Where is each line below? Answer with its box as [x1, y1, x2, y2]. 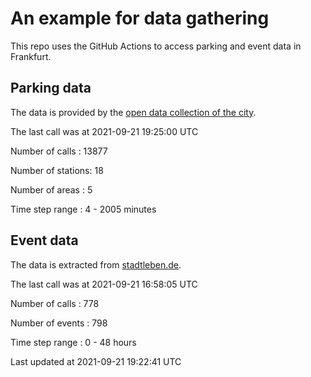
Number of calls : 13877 [10, 145, 108, 157]
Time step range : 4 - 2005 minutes [10, 203, 157, 215]
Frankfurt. [10, 50, 52, 62]
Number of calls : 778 [10, 297, 100, 309]
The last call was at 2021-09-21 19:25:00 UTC [10, 125, 199, 137]
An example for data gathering [10, 7, 270, 30]
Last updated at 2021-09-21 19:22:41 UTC [10, 355, 182, 367]
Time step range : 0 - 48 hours [10, 336, 137, 348]
